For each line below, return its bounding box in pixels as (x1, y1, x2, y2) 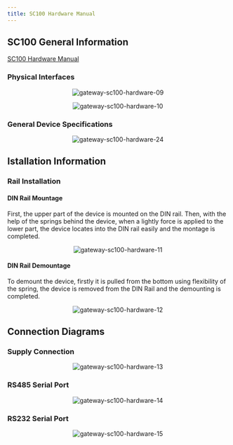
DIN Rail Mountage (7, 193, 63, 202)
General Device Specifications (7, 119, 113, 129)
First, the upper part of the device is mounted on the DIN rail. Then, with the (7, 210, 227, 218)
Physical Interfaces (7, 72, 75, 82)
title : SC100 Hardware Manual (7, 10, 96, 18)
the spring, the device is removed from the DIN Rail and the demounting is (7, 285, 221, 293)
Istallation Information (7, 156, 107, 167)
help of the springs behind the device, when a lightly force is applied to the (7, 217, 224, 225)
